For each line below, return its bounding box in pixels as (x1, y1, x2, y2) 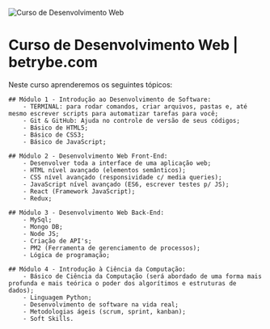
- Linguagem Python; (23, 293, 92, 302)
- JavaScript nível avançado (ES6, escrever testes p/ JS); (23, 180, 230, 188)
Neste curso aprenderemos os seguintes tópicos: (8, 79, 173, 89)
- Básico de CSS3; (23, 130, 85, 139)
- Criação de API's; (23, 237, 92, 245)
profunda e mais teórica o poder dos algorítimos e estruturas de (8, 279, 237, 287)
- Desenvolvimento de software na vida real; (23, 300, 179, 309)
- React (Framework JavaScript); (23, 187, 136, 196)
